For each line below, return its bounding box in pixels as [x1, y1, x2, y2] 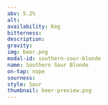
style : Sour [7, 81, 42, 88]
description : [7, 36, 45, 43]
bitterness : [7, 29, 42, 37]
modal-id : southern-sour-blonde [7, 55, 101, 62]
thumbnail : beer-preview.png [7, 87, 92, 94]
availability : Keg [7, 23, 61, 30]
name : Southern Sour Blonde [7, 61, 89, 68]
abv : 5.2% [7, 10, 36, 17]
